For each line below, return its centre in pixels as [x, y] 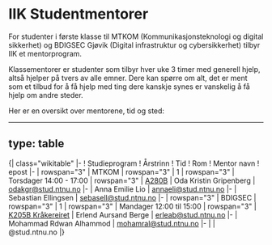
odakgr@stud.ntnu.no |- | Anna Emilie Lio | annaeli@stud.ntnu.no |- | [123, 189]
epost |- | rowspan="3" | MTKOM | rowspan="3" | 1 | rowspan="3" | [121, 171]
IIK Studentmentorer [79, 14]
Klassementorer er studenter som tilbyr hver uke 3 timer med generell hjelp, [134, 69]
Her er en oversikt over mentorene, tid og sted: [86, 111]
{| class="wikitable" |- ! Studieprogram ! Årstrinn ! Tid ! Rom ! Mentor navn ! [134, 163]
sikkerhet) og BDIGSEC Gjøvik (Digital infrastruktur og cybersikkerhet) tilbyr [134, 44]
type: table [36, 144]
